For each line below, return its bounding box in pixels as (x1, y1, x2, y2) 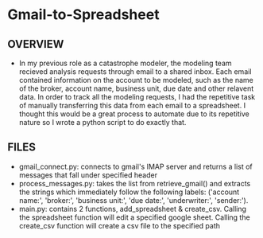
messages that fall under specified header (18, 170, 158, 180)
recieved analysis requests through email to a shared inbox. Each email (18, 67, 252, 76)
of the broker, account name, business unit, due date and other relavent (18, 84, 254, 93)
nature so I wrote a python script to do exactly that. (18, 118, 187, 127)
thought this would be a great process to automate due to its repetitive (18, 109, 249, 119)
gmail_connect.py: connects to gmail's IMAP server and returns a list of (18, 162, 253, 171)
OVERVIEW (7, 37, 64, 51)
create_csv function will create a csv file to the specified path (18, 220, 220, 230)
